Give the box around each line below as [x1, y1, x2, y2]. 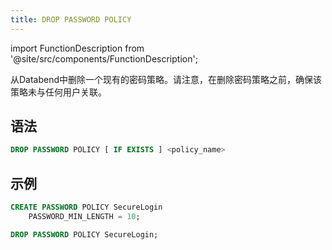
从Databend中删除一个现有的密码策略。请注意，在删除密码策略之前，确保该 [10, 73, 323, 85]
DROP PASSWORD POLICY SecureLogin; [10, 229, 159, 240]
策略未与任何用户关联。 [10, 86, 107, 98]
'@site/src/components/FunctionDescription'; [10, 52, 198, 65]
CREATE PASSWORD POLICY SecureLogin [10, 202, 163, 213]
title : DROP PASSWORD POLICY [10, 14, 132, 25]
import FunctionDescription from [10, 42, 145, 54]
